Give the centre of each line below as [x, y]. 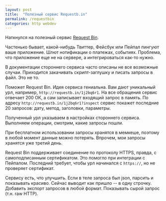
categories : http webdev [31, 23]
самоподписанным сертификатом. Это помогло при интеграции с [75, 158]
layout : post [19, 10]
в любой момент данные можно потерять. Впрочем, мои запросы [75, 138]
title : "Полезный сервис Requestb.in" [46, 14]
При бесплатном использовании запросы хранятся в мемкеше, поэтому [82, 133]
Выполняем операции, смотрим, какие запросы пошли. [64, 123]
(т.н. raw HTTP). [22, 194]
